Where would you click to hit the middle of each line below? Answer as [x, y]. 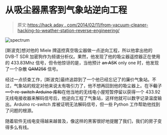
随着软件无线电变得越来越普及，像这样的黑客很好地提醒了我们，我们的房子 [81, 121]
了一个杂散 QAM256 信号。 [33, 69]
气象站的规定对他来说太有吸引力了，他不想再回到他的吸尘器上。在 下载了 [88, 85]
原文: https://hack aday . [42, 25]
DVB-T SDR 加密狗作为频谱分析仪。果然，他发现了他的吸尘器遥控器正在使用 [83, 56]
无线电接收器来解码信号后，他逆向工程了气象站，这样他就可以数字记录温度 [81, 98]
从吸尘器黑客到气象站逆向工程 [66, 10]
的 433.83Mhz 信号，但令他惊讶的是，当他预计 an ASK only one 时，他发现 [82, 63]
